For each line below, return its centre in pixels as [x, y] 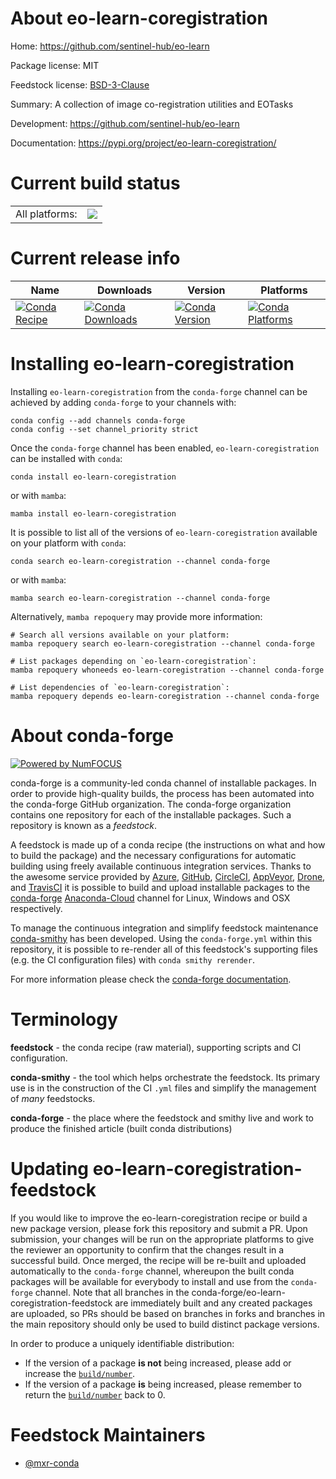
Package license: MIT [55, 65]
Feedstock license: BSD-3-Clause [80, 84]
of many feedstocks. [53, 1098]
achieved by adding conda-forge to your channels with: [123, 402]
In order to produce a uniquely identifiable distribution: [122, 1343]
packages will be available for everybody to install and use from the [149, 1281]
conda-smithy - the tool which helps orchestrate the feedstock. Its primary [165, 1077]
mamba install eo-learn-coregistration [93, 513]
